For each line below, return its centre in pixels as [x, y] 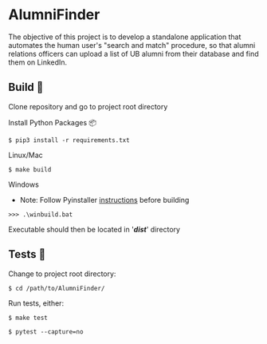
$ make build [30, 169]
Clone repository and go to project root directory [88, 106]
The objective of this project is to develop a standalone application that [125, 37]
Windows [24, 184]
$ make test [28, 318]
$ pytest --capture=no [46, 332]
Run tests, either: [36, 303]
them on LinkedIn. [38, 62]
